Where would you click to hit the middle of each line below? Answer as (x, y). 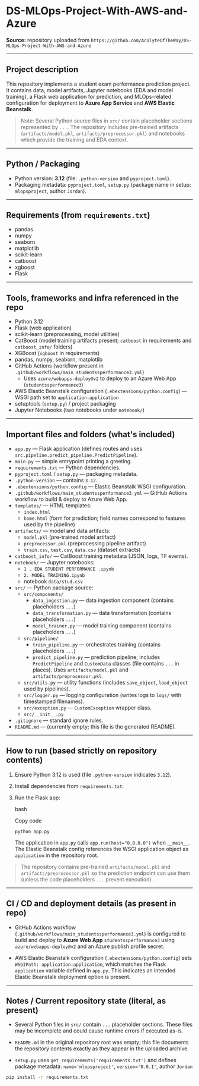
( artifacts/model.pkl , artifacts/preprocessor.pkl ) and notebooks (103, 133)
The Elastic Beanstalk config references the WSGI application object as (102, 849)
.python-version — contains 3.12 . (56, 480)
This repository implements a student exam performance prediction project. (99, 84)
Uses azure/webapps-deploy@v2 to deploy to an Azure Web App (100, 378)
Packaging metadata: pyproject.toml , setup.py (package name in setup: (103, 184)
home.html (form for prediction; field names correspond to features (105, 518)
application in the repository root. (57, 855)
